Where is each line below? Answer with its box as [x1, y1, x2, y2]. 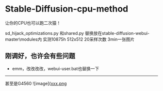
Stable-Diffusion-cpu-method [5, 3, 129, 15]
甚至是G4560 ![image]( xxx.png [5, 80, 67, 86]
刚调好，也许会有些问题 [5, 52, 75, 60]
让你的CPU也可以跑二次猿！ [5, 20, 61, 26]
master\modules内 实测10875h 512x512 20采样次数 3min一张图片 [5, 36, 135, 42]
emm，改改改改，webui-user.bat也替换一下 [12, 65, 99, 71]
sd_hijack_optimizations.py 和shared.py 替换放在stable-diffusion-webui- [5, 30, 150, 36]
